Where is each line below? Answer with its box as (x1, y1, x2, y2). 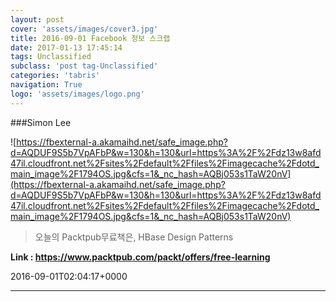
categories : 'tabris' (10, 71, 101, 81)
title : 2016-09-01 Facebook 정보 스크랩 (10, 33, 171, 43)
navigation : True (10, 80, 83, 90)
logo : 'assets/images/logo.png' (10, 89, 145, 99)
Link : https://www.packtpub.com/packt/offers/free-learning (10, 251, 271, 263)
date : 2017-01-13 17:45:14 (10, 42, 123, 53)
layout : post (10, 14, 65, 25)
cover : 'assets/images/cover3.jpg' (10, 24, 159, 34)
